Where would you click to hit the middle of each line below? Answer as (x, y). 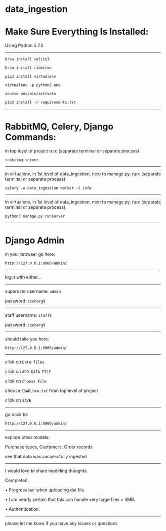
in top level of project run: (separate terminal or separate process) (72, 151)
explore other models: (27, 437)
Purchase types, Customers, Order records (49, 447)
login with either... (23, 277)
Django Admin (35, 241)
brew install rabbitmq (28, 68)
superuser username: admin (33, 291)
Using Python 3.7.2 (24, 46)
